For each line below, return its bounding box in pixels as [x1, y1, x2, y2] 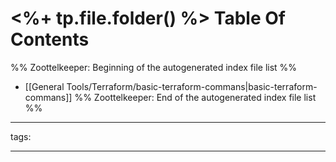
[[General [24, 80, 65, 92]
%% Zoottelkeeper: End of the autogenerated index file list [74, 91, 317, 103]
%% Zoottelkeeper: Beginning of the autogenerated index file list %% [10, 61, 298, 73]
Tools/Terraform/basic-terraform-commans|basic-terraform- [66, 80, 318, 92]
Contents [10, 28, 90, 51]
